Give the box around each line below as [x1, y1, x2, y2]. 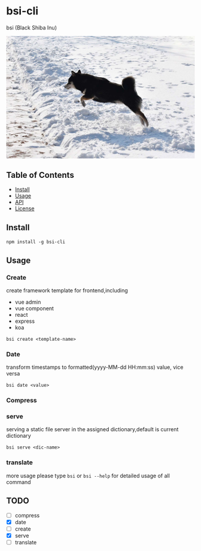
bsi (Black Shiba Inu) [6, 24, 57, 31]
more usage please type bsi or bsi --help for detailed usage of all [6, 472, 170, 479]
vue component [14, 304, 54, 312]
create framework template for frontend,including [6, 286, 129, 294]
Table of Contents [6, 169, 75, 180]
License [14, 205, 35, 212]
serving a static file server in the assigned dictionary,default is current [6, 426, 179, 433]
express [14, 317, 35, 325]
